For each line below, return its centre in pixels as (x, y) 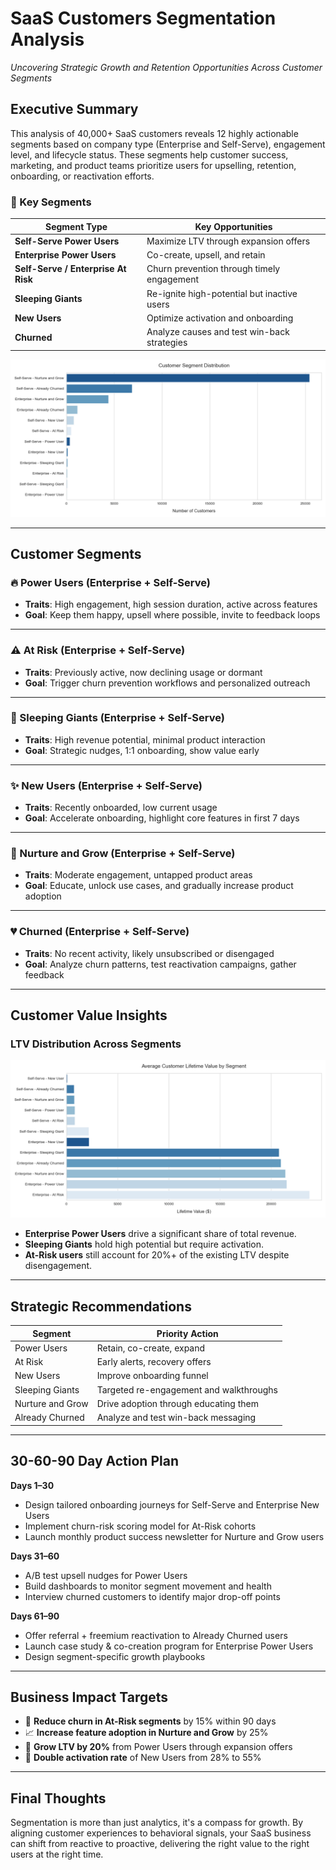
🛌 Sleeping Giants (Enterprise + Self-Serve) (117, 718)
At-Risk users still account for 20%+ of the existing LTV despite (157, 1255)
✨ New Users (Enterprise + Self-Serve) (106, 785)
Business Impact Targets (89, 1697)
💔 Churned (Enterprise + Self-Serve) (100, 932)
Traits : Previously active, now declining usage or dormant (143, 672)
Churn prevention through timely (213, 269)
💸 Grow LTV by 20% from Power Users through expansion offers (158, 1747)
